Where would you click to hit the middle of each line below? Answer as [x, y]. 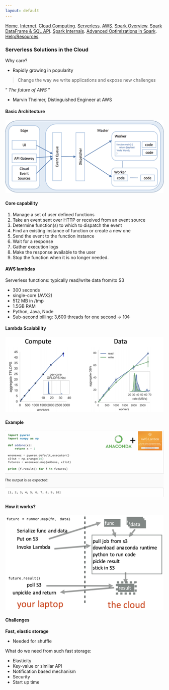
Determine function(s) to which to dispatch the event [67, 225]
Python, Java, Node [33, 311]
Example [15, 422]
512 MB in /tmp [28, 301]
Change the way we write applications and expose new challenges [87, 80]
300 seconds [26, 290]
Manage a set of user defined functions [53, 214]
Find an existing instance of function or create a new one [71, 230]
